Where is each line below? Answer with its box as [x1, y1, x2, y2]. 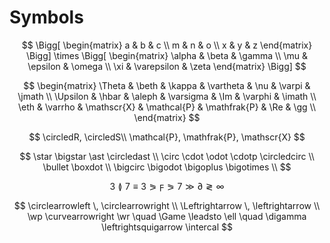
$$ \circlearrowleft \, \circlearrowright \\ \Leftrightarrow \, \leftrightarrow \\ [13, 199, 321, 211]
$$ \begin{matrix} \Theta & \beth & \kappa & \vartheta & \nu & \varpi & [23, 79, 311, 91]
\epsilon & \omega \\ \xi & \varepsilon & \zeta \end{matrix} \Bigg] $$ [27, 60, 307, 72]
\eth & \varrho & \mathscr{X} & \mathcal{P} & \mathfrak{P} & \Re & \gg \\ [18, 101, 316, 113]
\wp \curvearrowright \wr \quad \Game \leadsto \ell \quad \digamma [27, 210, 307, 222]
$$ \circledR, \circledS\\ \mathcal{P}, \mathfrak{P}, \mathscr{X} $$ [28, 131, 306, 143]
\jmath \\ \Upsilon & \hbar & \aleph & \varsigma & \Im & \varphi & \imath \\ [17, 90, 317, 102]
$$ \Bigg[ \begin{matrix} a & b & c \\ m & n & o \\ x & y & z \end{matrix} [21, 39, 313, 51]
